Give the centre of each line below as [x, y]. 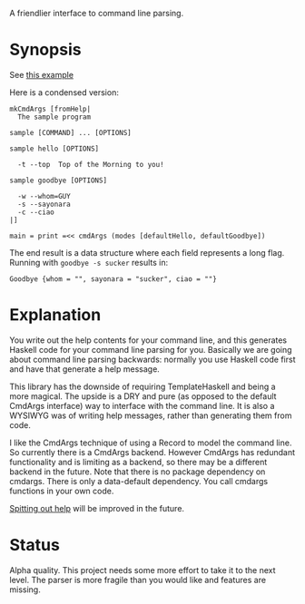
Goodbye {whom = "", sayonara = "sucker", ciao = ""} [113, 279]
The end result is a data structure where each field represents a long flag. [147, 252]
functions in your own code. [62, 491]
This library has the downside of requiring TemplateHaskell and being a [143, 386]
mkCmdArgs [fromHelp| [50, 109]
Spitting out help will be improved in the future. [97, 508]
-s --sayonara [44, 204]
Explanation [55, 315]
